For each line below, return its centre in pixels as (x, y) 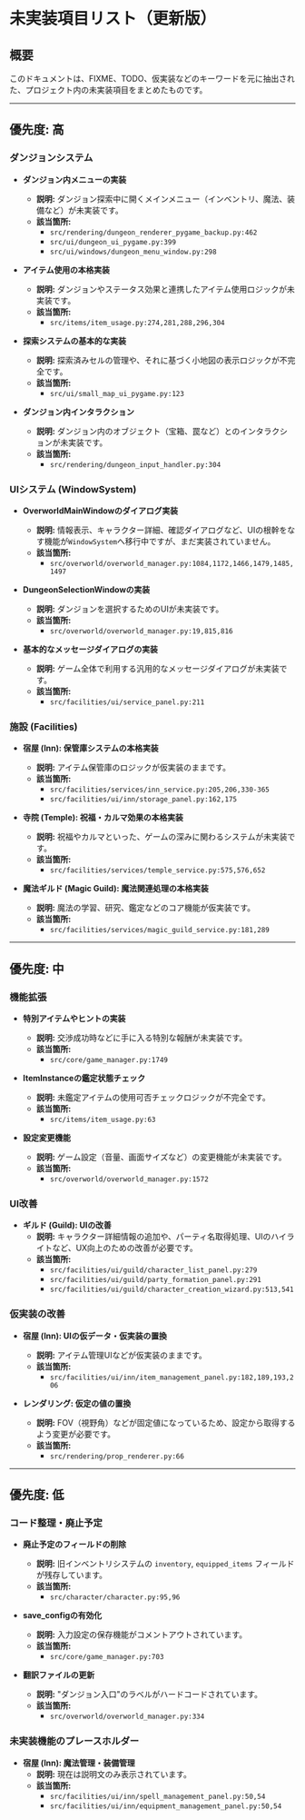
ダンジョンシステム (51, 158)
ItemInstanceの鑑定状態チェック (84, 1078)
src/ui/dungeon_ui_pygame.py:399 (113, 242)
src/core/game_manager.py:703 (107, 1657)
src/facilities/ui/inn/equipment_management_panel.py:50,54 (166, 1806)
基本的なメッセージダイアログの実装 (90, 649)
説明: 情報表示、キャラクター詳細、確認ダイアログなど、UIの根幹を (162, 530)
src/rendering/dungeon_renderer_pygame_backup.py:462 (153, 233)
